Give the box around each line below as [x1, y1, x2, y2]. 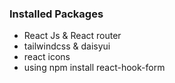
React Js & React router [23, 30, 122, 42]
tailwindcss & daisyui [23, 40, 111, 52]
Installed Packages [9, 7, 104, 21]
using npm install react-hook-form [23, 62, 166, 74]
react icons [23, 51, 71, 63]
